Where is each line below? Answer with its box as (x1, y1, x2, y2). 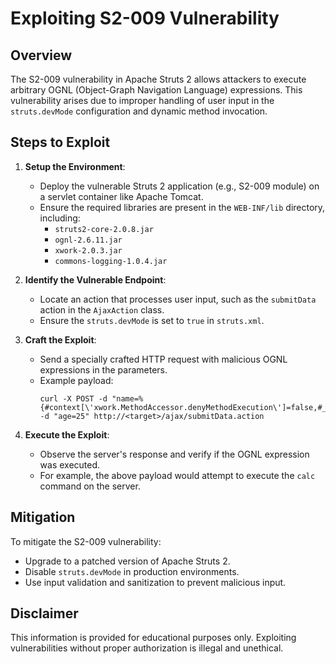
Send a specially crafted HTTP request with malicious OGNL (39, 353, 288, 365)
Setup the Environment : (24, 160, 126, 172)
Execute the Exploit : (24, 428, 110, 441)
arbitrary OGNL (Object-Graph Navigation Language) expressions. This (10, 84, 303, 96)
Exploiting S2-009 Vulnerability (10, 7, 280, 30)
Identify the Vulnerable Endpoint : (24, 273, 167, 286)
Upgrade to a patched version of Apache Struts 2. (24, 555, 231, 567)
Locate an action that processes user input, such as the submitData (39, 293, 317, 305)
